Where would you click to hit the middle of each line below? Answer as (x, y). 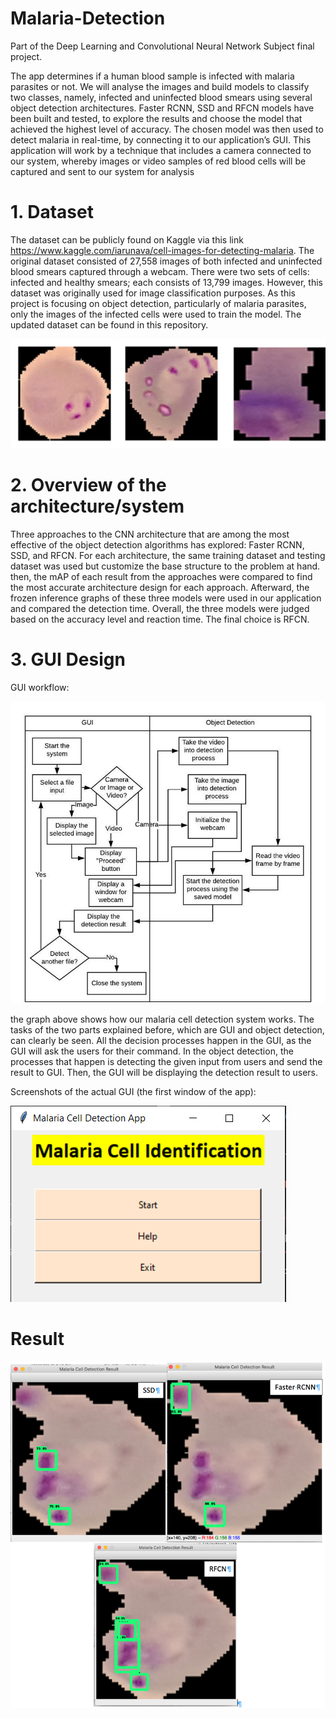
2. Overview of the (88, 485)
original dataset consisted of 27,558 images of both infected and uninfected (166, 261)
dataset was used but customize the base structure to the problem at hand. (165, 566)
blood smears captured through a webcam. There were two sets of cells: (160, 271)
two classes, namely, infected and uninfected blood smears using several (161, 97)
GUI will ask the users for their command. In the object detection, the (152, 1051)
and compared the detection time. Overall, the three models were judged (160, 609)
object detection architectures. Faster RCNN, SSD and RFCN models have (162, 108)
